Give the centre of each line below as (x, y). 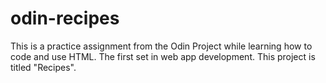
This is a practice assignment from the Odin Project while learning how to (161, 46)
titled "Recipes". (43, 67)
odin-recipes (65, 18)
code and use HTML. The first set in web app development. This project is (163, 56)
